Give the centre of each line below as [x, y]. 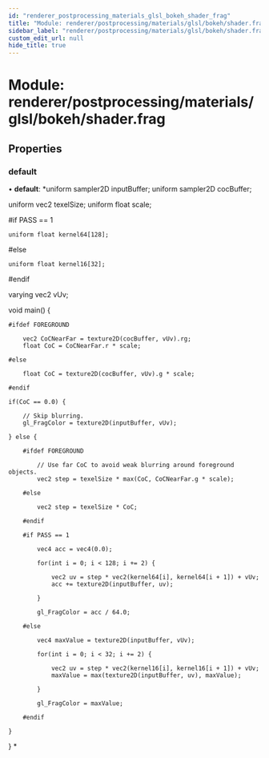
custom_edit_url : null [46, 38]
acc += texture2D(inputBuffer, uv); [112, 584]
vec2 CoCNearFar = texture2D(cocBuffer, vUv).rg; [107, 339]
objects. [23, 472]
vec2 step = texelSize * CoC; [87, 507]
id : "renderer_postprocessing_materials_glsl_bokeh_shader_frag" [119, 16]
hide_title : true [37, 46]
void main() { [29, 310]
